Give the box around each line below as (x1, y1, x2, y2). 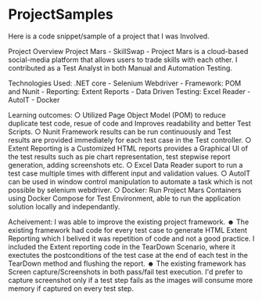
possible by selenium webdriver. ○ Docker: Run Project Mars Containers (8, 185, 242, 194)
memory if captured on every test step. (8, 284, 135, 293)
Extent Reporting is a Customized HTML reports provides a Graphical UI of (8, 143, 249, 153)
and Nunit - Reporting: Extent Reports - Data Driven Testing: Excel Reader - (8, 86, 251, 96)
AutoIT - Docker (8, 95, 60, 104)
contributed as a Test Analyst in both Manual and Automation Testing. (8, 63, 233, 72)
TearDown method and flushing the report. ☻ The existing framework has (8, 259, 246, 268)
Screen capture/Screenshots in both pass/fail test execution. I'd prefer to (8, 267, 243, 276)
